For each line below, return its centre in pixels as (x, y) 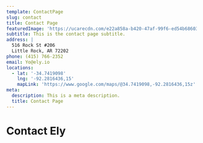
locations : (20, 68)
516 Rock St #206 (34, 46)
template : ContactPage (35, 12)
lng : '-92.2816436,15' (46, 79)
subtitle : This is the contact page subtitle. (66, 34)
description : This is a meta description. (66, 96)
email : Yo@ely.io (28, 62)
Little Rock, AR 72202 (40, 51)
